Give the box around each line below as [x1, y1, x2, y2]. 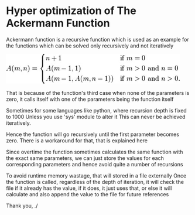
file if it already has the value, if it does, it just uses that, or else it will [6, 185, 172, 192]
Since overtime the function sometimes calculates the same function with [6, 148, 183, 155]
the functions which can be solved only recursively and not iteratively [6, 42, 174, 49]
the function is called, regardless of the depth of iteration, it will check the [6, 178, 184, 185]
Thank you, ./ [6, 202, 38, 209]
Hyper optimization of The [6, 4, 136, 18]
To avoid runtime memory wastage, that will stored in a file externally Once [6, 172, 187, 179]
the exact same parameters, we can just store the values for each [6, 154, 164, 162]
